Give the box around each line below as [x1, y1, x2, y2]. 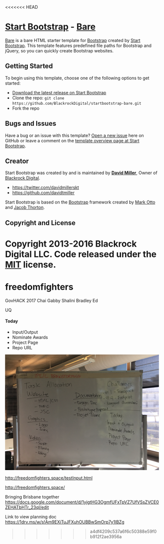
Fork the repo [12, 105, 40, 111]
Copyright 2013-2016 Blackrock [5, 238, 137, 249]
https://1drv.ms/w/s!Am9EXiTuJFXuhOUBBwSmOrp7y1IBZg [5, 519, 124, 525]
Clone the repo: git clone [12, 95, 64, 101]
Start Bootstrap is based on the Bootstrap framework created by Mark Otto [5, 199, 155, 205]
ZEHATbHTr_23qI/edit [5, 504, 49, 510]
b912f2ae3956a [90, 534, 122, 540]
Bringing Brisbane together [5, 494, 60, 500]
